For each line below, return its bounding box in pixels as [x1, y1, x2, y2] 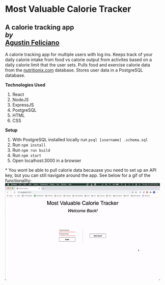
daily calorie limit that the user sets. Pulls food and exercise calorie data [5, 62, 151, 67]
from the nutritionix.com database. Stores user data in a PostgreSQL [5, 67, 143, 73]
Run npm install [12, 142, 46, 148]
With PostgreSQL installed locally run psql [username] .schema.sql [12, 137, 148, 142]
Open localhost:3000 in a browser [12, 158, 82, 163]
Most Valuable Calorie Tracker [5, 3, 131, 15]
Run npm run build [12, 147, 51, 153]
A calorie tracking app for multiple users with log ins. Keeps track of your [5, 52, 153, 57]
